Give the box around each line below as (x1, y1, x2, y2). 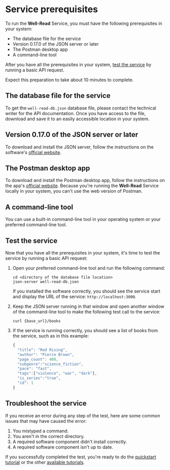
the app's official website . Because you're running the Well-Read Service (5, 183, 159, 189)
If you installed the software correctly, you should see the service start (12, 288, 161, 294)
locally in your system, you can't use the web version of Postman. (5, 188, 143, 194)
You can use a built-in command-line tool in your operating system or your (5, 216, 161, 223)
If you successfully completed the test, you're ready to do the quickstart (5, 454, 156, 460)
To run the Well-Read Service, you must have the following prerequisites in (5, 20, 162, 26)
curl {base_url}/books (12, 318, 61, 323)
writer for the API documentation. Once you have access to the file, (5, 110, 146, 116)
